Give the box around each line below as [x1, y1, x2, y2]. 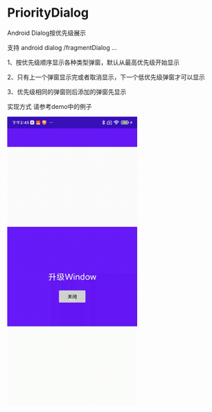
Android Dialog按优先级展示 [7, 28, 87, 37]
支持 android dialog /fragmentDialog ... [7, 43, 118, 51]
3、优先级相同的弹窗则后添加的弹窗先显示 [7, 87, 127, 96]
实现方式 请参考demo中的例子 [7, 102, 92, 110]
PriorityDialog [7, 5, 89, 21]
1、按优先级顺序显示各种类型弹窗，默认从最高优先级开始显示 [7, 58, 180, 67]
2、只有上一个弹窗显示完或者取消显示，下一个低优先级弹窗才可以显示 [7, 73, 206, 81]
